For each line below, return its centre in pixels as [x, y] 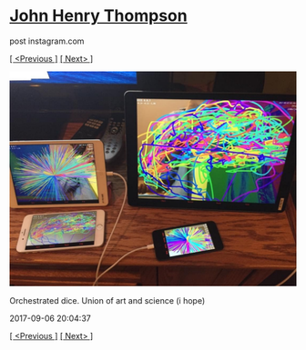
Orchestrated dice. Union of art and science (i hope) [107, 300]
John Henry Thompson [99, 16]
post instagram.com [47, 41]
